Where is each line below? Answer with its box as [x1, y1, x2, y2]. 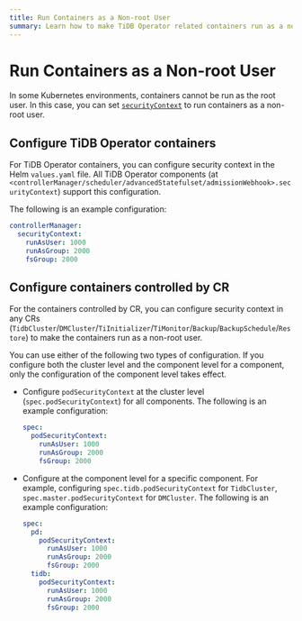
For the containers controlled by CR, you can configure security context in [9, 304, 284, 315]
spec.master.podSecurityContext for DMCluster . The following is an [22, 492, 270, 503]
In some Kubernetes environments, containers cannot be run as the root [9, 90, 276, 101]
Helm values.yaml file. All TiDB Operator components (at [9, 169, 218, 180]
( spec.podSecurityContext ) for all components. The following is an [22, 396, 267, 406]
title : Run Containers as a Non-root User [9, 13, 171, 23]
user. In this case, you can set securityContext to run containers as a [9, 100, 265, 111]
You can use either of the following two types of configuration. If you [9, 350, 264, 361]
